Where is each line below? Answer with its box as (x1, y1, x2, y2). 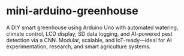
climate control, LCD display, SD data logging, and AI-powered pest (6, 30, 173, 37)
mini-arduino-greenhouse (6, 4, 139, 18)
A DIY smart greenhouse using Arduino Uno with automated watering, (6, 24, 179, 31)
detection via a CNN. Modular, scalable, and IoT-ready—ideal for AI (6, 36, 172, 43)
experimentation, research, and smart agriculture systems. (6, 43, 151, 50)
